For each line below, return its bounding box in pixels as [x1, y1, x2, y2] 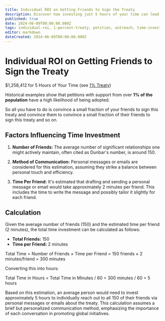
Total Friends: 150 [12, 236, 50, 242]
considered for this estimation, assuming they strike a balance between [12, 164, 157, 170]
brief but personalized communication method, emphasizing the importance [5, 305, 159, 311]
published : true [5, 16, 38, 21]
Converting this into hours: [5, 266, 59, 272]
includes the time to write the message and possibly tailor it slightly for [12, 189, 156, 195]
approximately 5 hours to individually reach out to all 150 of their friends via [5, 295, 158, 301]
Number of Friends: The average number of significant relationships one [12, 144, 160, 150]
